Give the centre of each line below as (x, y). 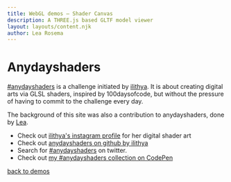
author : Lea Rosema (35, 33)
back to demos (28, 172)
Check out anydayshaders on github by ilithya (83, 143)
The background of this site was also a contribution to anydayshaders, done (116, 115)
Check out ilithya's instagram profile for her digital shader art (104, 135)
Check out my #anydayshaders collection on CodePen (95, 158)
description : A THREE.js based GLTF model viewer (80, 20)
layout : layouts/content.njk (49, 26)
